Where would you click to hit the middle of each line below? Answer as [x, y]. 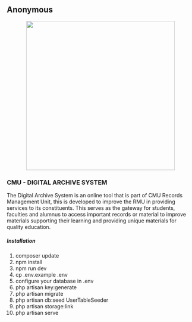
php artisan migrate [39, 294]
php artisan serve [37, 313]
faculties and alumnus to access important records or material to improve [97, 215]
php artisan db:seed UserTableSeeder [62, 300]
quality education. [29, 227]
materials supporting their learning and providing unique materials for [92, 221]
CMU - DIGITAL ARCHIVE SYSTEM [57, 182]
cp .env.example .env [41, 275]
